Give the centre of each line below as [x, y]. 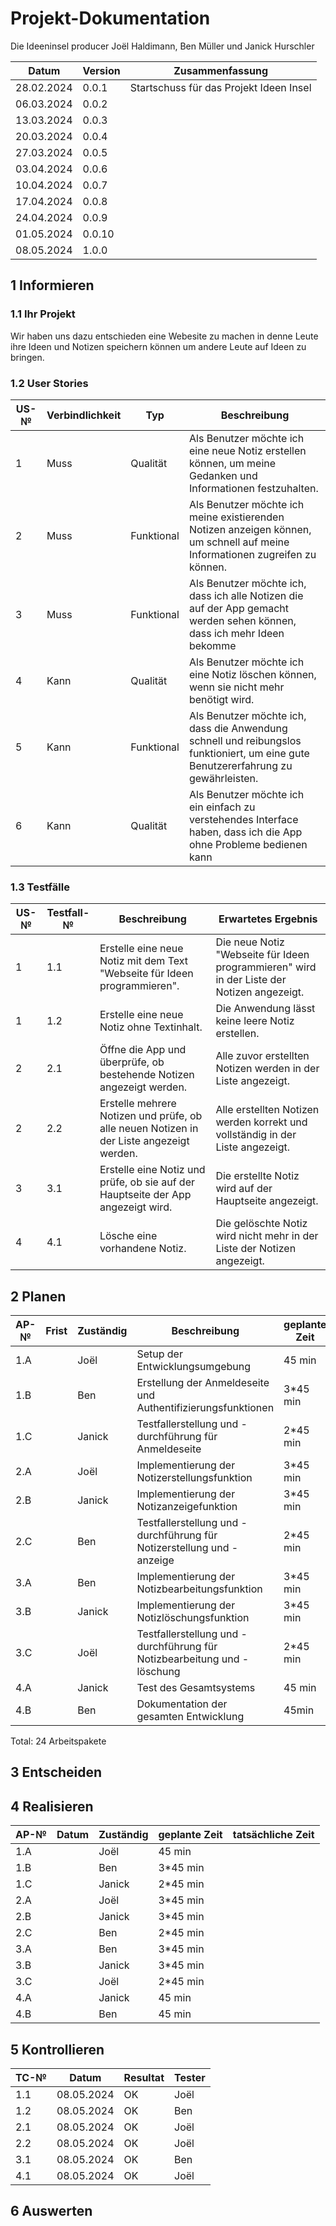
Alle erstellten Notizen [267, 1110]
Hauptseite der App [145, 1195]
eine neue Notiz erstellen [247, 450]
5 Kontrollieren [57, 2049]
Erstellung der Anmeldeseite [203, 1383]
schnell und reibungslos [245, 740]
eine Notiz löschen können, [252, 674]
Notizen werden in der [267, 1069]
